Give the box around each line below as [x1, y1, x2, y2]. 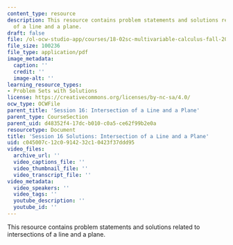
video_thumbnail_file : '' [13, 164, 89, 172]
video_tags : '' [13, 191, 58, 198]
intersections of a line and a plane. [7, 230, 106, 238]
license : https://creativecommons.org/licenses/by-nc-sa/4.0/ [7, 94, 191, 101]
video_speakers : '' [13, 185, 70, 192]
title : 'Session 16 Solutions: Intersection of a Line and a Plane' [7, 133, 209, 140]
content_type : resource [7, 10, 76, 17]
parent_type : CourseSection [7, 113, 89, 120]
